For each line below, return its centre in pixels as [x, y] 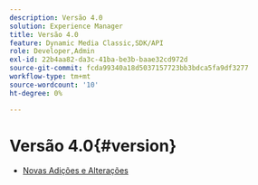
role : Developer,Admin [52, 51]
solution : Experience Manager [67, 26]
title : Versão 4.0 [44, 34]
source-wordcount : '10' [54, 85]
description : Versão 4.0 [56, 18]
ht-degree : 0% [36, 93]
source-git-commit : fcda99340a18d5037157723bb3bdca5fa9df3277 [129, 69]
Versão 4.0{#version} [93, 146]
